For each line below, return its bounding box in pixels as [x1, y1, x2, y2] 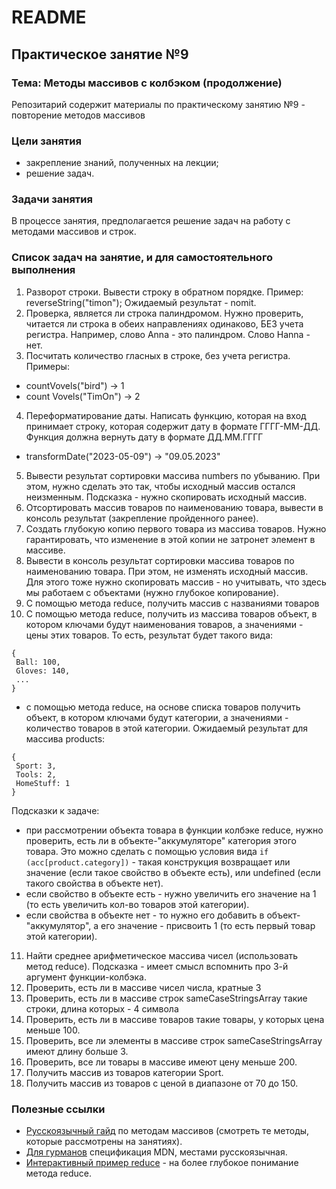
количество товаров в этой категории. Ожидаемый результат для [25, 722, 309, 734]
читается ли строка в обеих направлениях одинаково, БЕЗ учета [25, 317, 304, 330]
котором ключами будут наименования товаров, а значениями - [25, 618, 304, 630]
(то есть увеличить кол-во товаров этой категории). [25, 898, 250, 910]
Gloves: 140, [15, 666, 71, 676]
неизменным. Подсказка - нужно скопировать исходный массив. [25, 491, 308, 503]
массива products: [25, 732, 106, 745]
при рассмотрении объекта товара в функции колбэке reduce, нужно [25, 824, 324, 836]
